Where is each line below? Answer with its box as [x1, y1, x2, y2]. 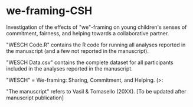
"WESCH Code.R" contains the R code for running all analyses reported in [6, 41, 186, 48]
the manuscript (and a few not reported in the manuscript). [6, 47, 149, 54]
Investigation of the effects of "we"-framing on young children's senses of [6, 24, 187, 31]
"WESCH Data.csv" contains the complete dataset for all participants [6, 59, 174, 66]
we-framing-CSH [6, 4, 93, 18]
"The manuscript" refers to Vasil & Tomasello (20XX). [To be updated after [6, 88, 187, 95]
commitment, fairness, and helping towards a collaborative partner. [6, 29, 169, 36]
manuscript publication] [6, 94, 64, 101]
